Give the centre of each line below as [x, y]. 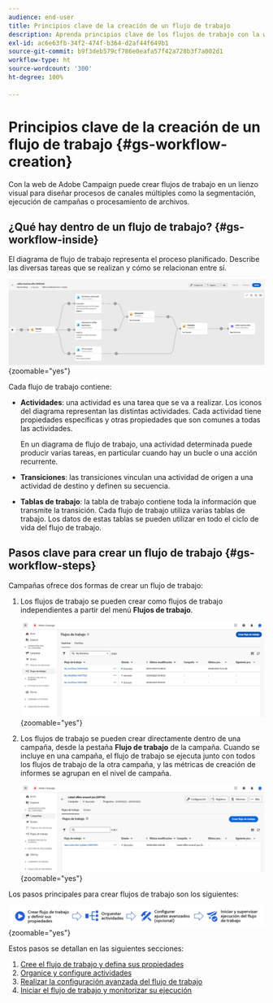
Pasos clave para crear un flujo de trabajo [116, 553]
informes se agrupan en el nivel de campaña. [96, 773]
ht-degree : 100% [36, 77]
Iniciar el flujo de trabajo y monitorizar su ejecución [106, 990]
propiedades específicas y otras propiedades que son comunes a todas [140, 420]
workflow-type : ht [39, 60]
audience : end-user [41, 17]
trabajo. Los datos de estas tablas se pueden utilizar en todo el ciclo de [139, 519]
